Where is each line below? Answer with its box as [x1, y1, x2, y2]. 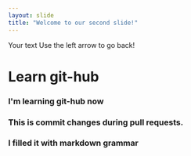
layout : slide [8, 11, 55, 20]
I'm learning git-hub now [8, 96, 104, 107]
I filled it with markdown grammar [8, 138, 139, 149]
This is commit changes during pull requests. [8, 117, 184, 128]
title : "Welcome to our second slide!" [8, 19, 139, 27]
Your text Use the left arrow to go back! [8, 40, 135, 49]
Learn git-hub [8, 67, 99, 85]
